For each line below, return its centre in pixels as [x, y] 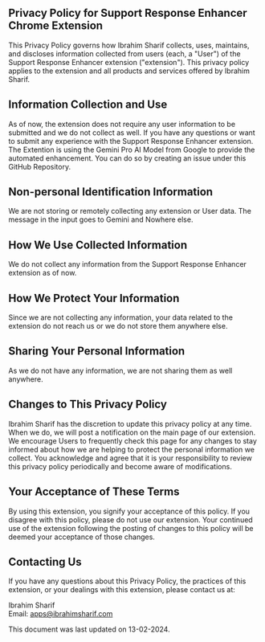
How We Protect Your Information [94, 298]
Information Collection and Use [88, 105]
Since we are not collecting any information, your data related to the [120, 317]
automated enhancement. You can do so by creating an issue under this [127, 158]
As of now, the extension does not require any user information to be [122, 124]
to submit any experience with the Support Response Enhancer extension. [131, 141]
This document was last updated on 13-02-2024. [89, 629]
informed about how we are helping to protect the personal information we [132, 449]
